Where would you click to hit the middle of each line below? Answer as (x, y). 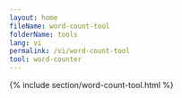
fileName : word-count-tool (60, 26)
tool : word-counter (46, 59)
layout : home (34, 18)
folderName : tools (43, 34)
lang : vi (26, 43)
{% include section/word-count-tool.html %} (92, 85)
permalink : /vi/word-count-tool (69, 51)
